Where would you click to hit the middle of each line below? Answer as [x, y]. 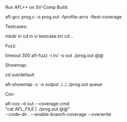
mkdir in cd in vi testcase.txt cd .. [39, 36]
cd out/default [20, 75]
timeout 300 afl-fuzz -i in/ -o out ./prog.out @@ [54, 55]
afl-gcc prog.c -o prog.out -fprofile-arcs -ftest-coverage [63, 17]
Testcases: [16, 26]
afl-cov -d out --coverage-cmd [37, 104]
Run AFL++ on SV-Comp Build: [37, 7]
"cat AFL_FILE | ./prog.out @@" [37, 109]
